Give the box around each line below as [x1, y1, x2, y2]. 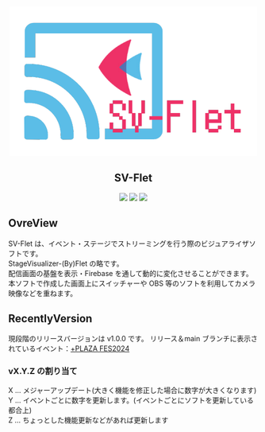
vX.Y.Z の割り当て [8, 366, 78, 377]
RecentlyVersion [8, 312, 93, 325]
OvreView [8, 216, 58, 230]
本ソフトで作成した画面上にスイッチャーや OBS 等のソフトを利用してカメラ [8, 278, 256, 288]
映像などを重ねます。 [8, 288, 78, 298]
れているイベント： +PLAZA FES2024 [8, 344, 130, 353]
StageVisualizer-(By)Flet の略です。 [8, 259, 124, 268]
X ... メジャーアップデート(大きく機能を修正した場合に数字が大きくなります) [8, 385, 257, 395]
